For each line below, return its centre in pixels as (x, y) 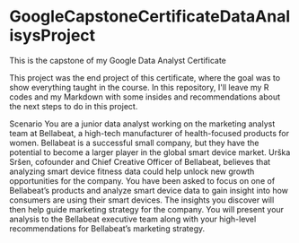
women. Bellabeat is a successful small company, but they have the (134, 143)
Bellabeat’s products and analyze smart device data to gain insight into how (149, 190)
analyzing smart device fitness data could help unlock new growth (132, 171)
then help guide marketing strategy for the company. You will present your (147, 209)
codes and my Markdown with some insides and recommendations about (145, 97)
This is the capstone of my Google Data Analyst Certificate (118, 60)
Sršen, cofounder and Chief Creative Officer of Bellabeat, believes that (140, 161)
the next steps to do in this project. (74, 106)
